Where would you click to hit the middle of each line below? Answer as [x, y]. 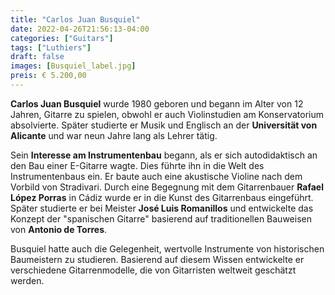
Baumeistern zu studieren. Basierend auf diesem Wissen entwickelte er [157, 259]
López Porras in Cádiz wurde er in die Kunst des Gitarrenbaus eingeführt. [162, 197]
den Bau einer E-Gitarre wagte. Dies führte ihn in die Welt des [137, 165]
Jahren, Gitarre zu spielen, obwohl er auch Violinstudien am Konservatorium [167, 114]
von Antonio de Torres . [59, 229]
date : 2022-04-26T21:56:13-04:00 [80, 29]
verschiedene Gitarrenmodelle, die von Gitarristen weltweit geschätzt [153, 270]
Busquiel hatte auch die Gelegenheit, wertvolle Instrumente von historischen [167, 248]
